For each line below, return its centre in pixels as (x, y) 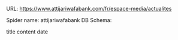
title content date (27, 32)
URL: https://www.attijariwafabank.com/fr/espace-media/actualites (89, 9)
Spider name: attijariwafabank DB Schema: (59, 20)
